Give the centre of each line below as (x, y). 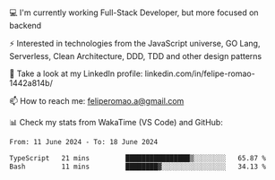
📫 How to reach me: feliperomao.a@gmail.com (97, 101)
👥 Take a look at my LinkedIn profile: (76, 73)
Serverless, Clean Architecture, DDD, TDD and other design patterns (136, 56)
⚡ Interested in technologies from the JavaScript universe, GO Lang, (135, 43)
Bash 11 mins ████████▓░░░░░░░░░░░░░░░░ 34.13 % (138, 167)
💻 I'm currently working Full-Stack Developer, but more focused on (134, 13)
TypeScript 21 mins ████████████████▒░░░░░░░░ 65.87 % (138, 158)
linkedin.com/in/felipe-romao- (200, 73)
